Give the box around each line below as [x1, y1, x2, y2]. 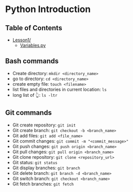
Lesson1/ [12, 37, 31, 43]
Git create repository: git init [12, 122, 76, 128]
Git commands [5, 108, 52, 117]
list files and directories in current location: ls [12, 86, 107, 92]
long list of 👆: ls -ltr [12, 92, 58, 98]
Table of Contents [5, 24, 63, 32]
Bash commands [5, 57, 59, 66]
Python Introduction [5, 4, 91, 15]
